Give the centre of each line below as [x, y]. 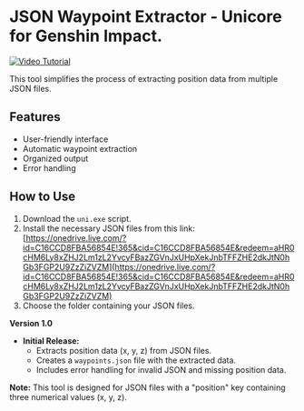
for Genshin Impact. [86, 36]
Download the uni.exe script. [77, 218]
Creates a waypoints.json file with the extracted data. [136, 360]
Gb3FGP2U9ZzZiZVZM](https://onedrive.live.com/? [119, 266]
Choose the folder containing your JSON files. [108, 306]
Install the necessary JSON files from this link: [108, 228]
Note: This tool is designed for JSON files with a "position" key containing [147, 387]
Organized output [55, 158]
